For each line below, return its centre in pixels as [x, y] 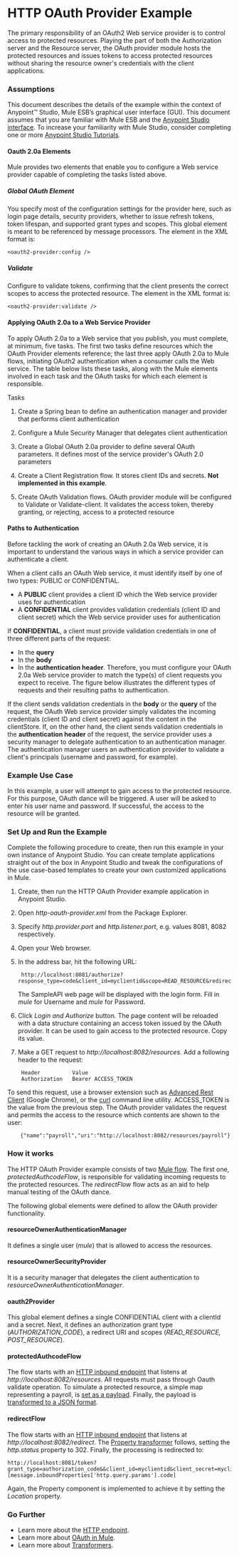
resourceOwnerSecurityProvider [57, 1262]
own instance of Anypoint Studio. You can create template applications [111, 855]
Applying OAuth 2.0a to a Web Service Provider [79, 322]
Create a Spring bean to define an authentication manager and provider [122, 411]
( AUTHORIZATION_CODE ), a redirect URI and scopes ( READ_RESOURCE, [114, 1332]
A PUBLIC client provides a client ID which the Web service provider [117, 594]
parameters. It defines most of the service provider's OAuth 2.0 [111, 454]
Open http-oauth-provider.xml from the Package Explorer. [102, 913]
